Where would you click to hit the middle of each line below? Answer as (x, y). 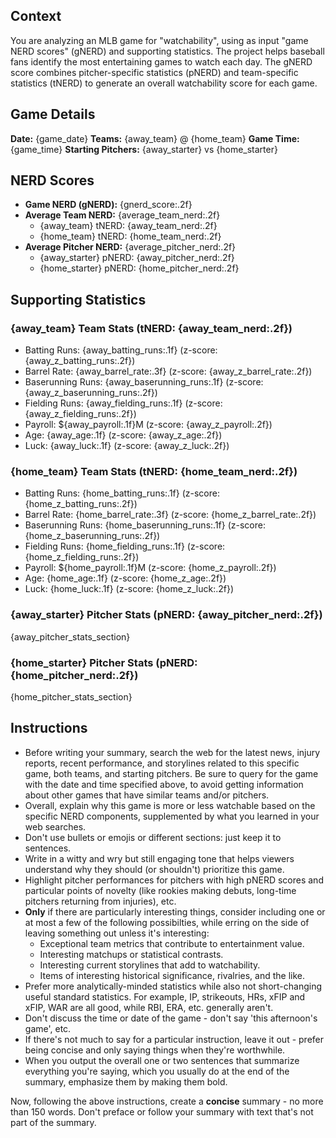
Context (36, 16)
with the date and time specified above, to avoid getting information (164, 784)
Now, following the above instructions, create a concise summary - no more (167, 1101)
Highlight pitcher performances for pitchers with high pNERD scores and (174, 880)
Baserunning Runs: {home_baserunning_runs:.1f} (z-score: (145, 525)
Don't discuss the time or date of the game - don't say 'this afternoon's (171, 1018)
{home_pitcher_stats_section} (71, 697)
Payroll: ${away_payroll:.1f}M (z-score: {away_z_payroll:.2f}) (148, 425)
